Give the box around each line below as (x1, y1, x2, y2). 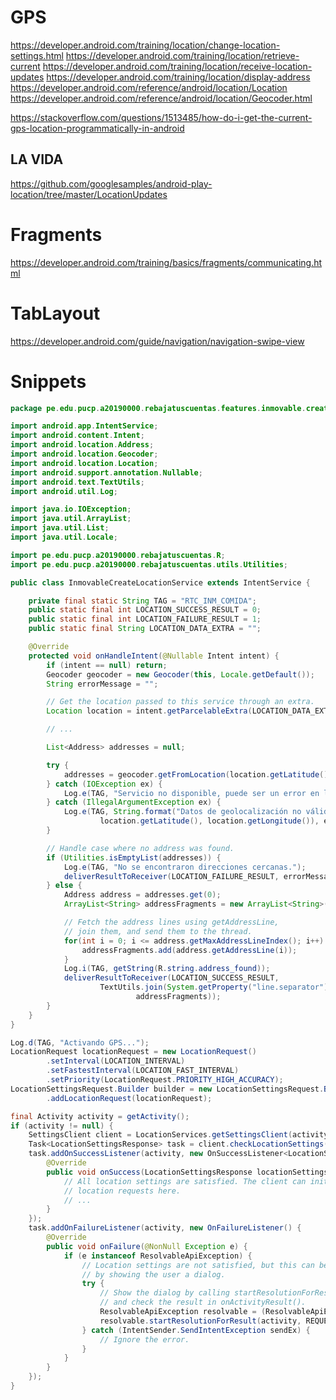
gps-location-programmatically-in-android (10, 122, 185, 134)
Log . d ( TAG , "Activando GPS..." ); (10, 1037, 150, 1048)
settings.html (10, 49, 64, 61)
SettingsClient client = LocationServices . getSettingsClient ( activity (28, 1130, 329, 1140)
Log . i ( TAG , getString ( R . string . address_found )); (63, 964, 271, 974)
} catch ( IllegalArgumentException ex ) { (46, 797, 222, 808)
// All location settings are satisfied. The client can (63, 1176, 307, 1186)
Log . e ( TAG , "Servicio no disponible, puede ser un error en (63, 788, 320, 798)
